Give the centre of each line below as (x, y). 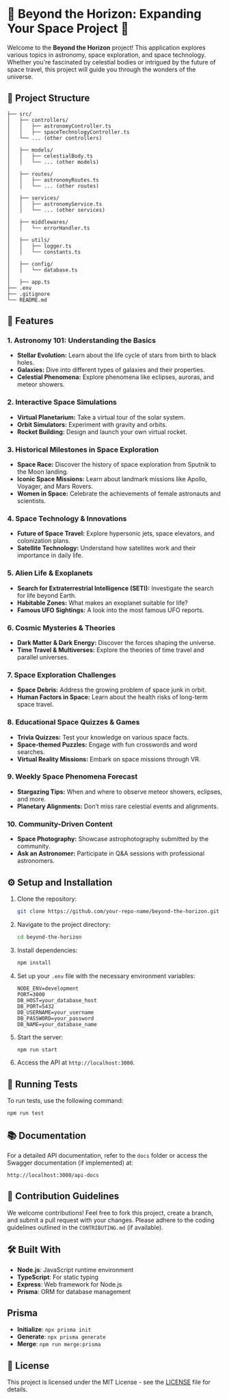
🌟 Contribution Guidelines (63, 1196)
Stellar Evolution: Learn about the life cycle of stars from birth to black (117, 355)
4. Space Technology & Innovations (67, 518)
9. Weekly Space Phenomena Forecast (72, 777)
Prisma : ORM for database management (74, 1291)
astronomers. (36, 861)
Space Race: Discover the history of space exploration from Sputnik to (117, 465)
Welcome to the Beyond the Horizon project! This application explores (107, 47)
